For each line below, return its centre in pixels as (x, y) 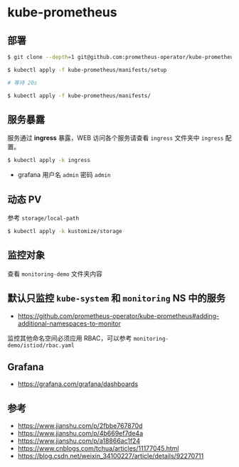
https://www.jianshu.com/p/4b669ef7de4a (80, 434)
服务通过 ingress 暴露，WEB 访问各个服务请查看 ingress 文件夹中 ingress (116, 138)
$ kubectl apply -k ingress (49, 161)
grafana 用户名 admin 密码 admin (64, 175)
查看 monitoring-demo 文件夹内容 (55, 274)
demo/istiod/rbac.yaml (41, 345)
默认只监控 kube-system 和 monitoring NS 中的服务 (117, 298)
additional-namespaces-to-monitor (69, 323)
